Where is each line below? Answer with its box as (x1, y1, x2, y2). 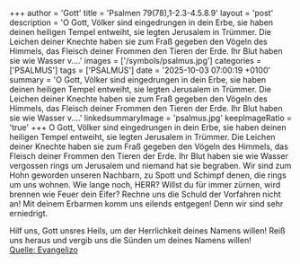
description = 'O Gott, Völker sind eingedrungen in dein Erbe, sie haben (9, 17, 274, 28)
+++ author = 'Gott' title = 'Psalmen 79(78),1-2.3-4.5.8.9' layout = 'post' (9, 8, 274, 18)
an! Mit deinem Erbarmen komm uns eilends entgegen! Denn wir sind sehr (9, 198, 284, 209)
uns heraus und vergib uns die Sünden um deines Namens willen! (9, 235, 251, 245)
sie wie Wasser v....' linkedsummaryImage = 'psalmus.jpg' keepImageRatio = (9, 112, 293, 123)
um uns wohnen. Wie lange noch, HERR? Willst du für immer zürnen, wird (9, 180, 281, 189)
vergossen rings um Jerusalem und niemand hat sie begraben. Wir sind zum (9, 161, 292, 171)
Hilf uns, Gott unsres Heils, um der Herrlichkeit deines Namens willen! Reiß (9, 225, 286, 236)
